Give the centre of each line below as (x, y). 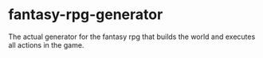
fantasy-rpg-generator (86, 15)
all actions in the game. (46, 44)
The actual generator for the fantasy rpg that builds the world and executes (132, 37)
